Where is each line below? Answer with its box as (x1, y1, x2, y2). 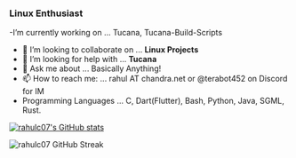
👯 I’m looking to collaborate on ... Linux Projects (21, 44, 199, 55)
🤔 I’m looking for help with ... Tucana (21, 54, 157, 65)
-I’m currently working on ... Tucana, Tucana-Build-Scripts (9, 28, 223, 38)
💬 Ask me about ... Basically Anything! (21, 63, 162, 74)
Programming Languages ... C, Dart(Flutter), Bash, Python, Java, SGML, (21, 96, 284, 107)
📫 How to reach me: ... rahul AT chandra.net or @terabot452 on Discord (21, 74, 288, 84)
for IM (21, 86, 44, 97)
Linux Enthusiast (9, 7, 84, 20)
